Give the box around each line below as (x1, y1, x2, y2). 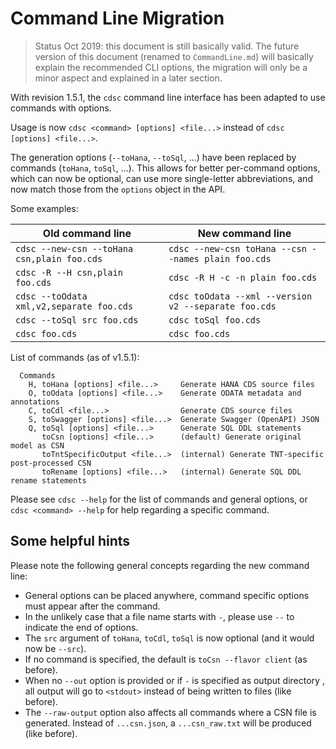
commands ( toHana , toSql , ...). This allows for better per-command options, (10, 162, 321, 174)
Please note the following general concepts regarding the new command (10, 559, 310, 571)
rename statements (10, 475, 87, 486)
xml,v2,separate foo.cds (15, 300, 134, 312)
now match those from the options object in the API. (10, 183, 226, 195)
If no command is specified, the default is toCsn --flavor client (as (24, 653, 308, 665)
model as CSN (10, 440, 65, 451)
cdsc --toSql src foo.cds (15, 314, 139, 326)
